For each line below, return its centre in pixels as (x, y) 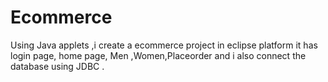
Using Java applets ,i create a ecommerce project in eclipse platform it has (164, 45)
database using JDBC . (57, 66)
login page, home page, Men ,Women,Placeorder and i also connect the (158, 55)
